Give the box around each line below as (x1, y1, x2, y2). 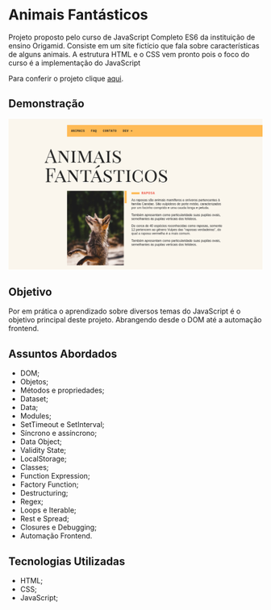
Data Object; (19, 437, 62, 446)
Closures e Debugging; (19, 522, 97, 533)
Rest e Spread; (19, 514, 70, 524)
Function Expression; (19, 471, 90, 481)
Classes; (19, 463, 49, 472)
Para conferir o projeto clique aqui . (8, 73, 124, 83)
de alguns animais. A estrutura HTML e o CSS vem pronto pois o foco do (8, 49, 250, 59)
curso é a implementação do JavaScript (8, 58, 141, 68)
